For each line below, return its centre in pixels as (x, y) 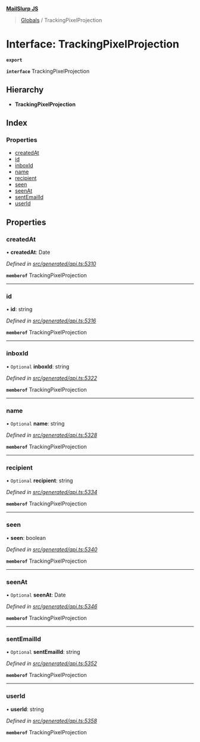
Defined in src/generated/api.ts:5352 (51, 663)
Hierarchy (25, 90)
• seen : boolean (26, 538)
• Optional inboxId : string (38, 367)
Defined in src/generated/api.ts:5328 (52, 435)
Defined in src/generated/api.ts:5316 (51, 321)
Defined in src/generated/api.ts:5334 (52, 492)
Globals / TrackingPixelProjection (61, 20)
